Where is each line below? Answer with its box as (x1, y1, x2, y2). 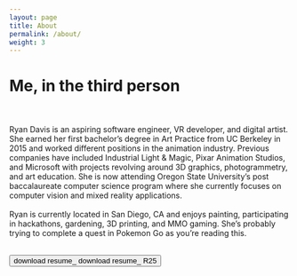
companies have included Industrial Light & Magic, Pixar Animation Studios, (9, 153, 286, 163)
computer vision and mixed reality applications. (9, 190, 182, 201)
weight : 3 (9, 37, 46, 47)
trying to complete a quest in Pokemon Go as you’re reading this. (9, 228, 247, 239)
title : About (9, 21, 58, 30)
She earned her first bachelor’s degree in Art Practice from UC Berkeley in (9, 134, 282, 145)
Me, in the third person (9, 76, 181, 96)
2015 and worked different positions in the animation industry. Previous (9, 143, 269, 154)
